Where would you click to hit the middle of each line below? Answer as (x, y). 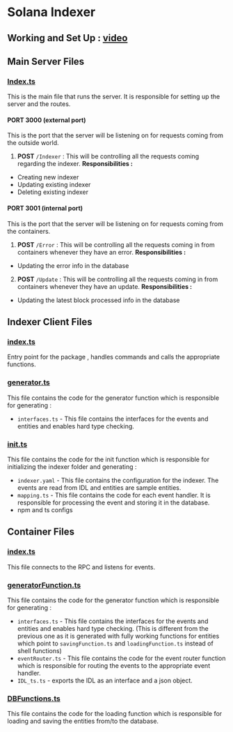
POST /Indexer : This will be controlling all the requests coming (108, 156)
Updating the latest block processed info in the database (98, 300)
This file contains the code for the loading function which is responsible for (115, 714)
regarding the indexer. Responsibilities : (75, 164)
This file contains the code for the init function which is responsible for (109, 459)
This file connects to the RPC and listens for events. (81, 567)
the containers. (29, 231)
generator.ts (29, 382)
